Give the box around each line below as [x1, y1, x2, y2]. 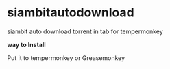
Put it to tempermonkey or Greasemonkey [7, 53, 125, 62]
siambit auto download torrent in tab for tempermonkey [7, 27, 163, 36]
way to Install [7, 40, 46, 49]
